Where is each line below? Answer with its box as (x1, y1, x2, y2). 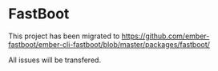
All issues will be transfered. (8, 55, 102, 65)
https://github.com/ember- (121, 31, 210, 41)
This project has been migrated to (8, 31, 120, 41)
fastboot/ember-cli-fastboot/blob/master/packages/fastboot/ (8, 39, 211, 49)
